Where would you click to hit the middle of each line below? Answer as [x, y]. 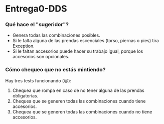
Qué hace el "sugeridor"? [37, 25]
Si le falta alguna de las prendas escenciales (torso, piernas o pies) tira [86, 41]
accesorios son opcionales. [41, 57]
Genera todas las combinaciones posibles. [56, 35]
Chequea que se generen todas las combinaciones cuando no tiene [82, 111]
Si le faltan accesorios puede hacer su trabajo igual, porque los [78, 51]
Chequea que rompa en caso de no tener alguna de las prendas [78, 90]
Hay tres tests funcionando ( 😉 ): [38, 80]
